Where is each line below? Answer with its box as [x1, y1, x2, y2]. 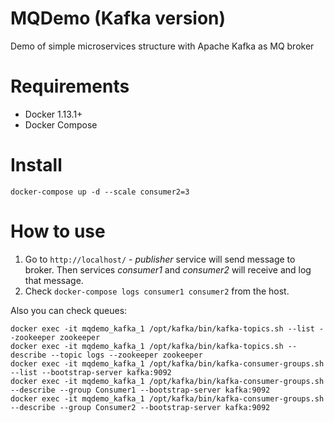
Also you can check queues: [10, 304, 128, 316]
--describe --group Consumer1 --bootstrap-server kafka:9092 [10, 385, 271, 395]
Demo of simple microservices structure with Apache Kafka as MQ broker [10, 40, 315, 52]
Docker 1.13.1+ [24, 108, 83, 120]
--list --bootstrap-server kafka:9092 [10, 367, 172, 377]
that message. [24, 274, 84, 286]
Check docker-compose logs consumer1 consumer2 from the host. [24, 285, 290, 297]
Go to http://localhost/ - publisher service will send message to [24, 253, 296, 265]
